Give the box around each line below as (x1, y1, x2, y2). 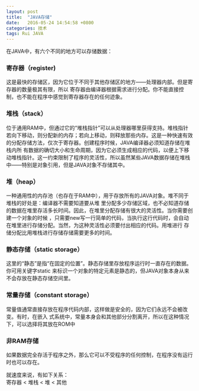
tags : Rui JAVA (6, 31, 44, 37)
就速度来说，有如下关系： (6, 371, 69, 378)
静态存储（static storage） (6, 245, 84, 254)
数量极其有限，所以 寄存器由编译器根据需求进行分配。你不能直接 (21, 86, 179, 93)
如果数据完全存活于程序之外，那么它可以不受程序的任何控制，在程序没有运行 (6, 351, 193, 358)
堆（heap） (6, 177, 40, 185)
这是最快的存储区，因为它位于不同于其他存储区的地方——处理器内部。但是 (6, 78, 188, 86)
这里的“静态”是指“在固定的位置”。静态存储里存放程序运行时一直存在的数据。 (6, 260, 192, 267)
